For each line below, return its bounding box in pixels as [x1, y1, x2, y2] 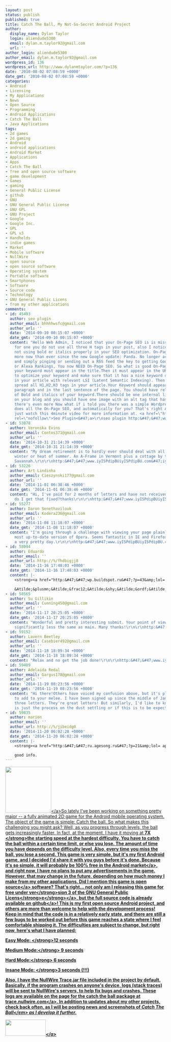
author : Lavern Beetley [10, 634, 60, 639]
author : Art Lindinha [10, 468, 56, 473]
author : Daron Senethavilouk [10, 506, 72, 511]
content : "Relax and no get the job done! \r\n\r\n [10, 657, 120, 663]
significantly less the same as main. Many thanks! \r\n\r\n [14, 624, 145, 630]
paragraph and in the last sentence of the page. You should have [14, 387, 158, 392]
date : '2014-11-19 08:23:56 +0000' [10, 681, 85, 687]
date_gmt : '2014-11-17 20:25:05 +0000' [10, 615, 95, 620]
